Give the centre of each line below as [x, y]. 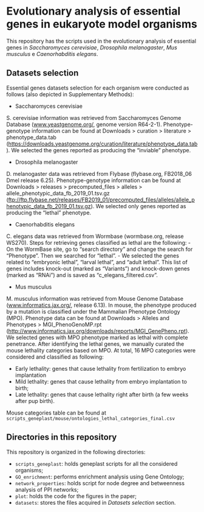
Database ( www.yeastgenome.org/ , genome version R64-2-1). [84, 124]
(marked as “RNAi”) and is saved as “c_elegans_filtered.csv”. [82, 275]
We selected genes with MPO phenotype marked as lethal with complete [97, 337]
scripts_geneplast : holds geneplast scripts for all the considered [96, 463]
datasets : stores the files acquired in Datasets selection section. [95, 502]
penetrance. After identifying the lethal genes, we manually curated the [95, 344]
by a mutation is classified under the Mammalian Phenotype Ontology [93, 311]
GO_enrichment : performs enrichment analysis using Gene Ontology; [100, 477]
